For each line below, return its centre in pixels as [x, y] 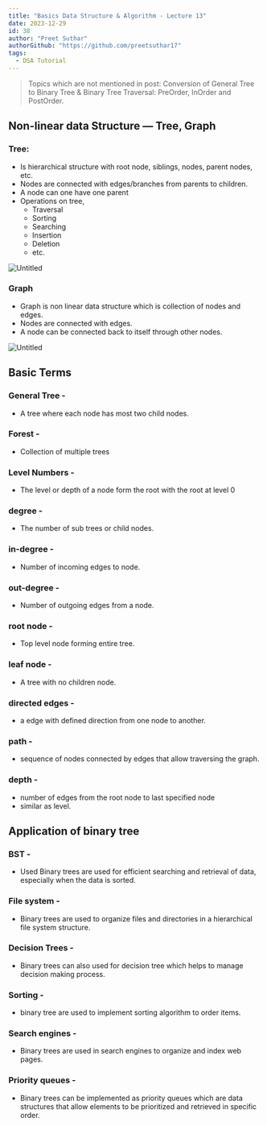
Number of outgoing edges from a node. [87, 606]
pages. [31, 1059]
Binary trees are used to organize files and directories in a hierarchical [136, 918]
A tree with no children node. [68, 682]
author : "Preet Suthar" [48, 38]
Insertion [47, 235]
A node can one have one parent [74, 192]
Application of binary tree [74, 831]
